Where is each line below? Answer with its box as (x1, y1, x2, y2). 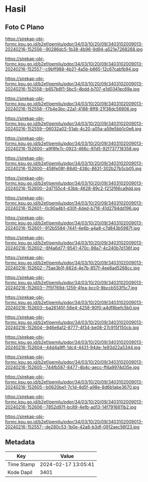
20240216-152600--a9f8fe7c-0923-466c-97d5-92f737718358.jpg (5, 146, 139, 151)
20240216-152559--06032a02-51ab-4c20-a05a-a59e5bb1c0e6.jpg (5, 126, 142, 132)
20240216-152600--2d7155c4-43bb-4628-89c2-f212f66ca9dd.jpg (5, 185, 141, 191)
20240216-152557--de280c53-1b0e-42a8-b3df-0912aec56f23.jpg (5, 424, 140, 430)
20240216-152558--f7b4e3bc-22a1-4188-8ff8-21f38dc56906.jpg (5, 106, 137, 112)
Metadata (5, 438, 35, 446)
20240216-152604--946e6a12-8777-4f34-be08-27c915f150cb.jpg (5, 324, 139, 330)
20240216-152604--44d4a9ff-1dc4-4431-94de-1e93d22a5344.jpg (5, 344, 141, 350)
